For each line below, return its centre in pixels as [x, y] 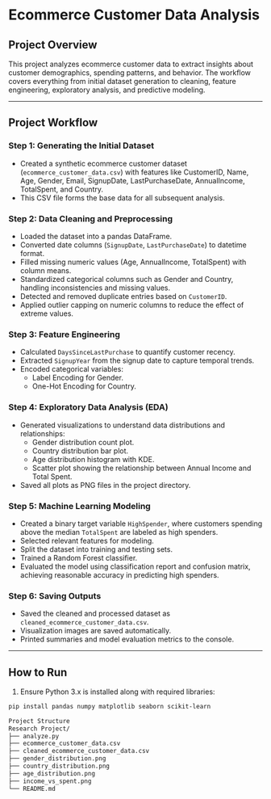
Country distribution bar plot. [80, 451]
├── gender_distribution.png [57, 759]
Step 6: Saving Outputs [55, 595]
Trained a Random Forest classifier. [79, 557]
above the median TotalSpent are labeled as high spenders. [119, 532]
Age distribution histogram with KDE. [93, 459]
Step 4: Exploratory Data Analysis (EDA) [88, 407]
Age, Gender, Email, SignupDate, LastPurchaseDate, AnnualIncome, [132, 180]
